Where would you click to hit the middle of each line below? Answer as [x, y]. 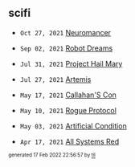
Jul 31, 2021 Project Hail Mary [71, 63]
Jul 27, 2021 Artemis [55, 79]
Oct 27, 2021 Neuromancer [65, 32]
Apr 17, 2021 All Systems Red [69, 141]
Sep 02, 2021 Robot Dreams [66, 48]
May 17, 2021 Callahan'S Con [68, 95]
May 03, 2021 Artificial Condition [73, 126]
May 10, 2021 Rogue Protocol [68, 110]
